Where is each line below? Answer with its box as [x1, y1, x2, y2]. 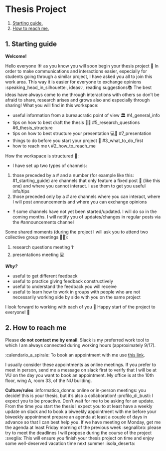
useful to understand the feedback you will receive [12, 283, 117, 289]
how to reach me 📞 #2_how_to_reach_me [12, 142, 96, 148]
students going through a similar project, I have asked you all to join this [5, 73, 153, 79]
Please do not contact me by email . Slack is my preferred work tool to [5, 336, 150, 343]
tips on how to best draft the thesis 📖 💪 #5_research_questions [12, 119, 140, 125]
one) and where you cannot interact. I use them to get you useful [12, 182, 146, 188]
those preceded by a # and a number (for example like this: [12, 172, 134, 178]
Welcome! [5, 53, 27, 59]
